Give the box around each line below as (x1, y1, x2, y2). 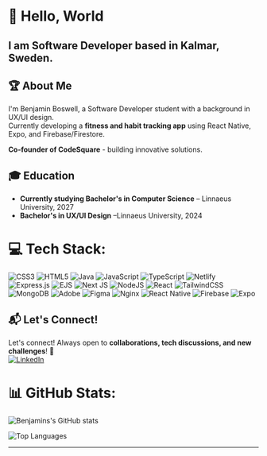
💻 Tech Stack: (8, 240, 106, 258)
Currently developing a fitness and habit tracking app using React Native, (8, 121, 252, 130)
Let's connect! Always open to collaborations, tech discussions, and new (8, 338, 252, 347)
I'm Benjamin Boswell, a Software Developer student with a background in (8, 104, 250, 114)
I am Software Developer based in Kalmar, (8, 39, 220, 52)
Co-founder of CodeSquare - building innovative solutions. (8, 145, 203, 154)
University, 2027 (19, 203, 74, 212)
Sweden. (8, 51, 53, 64)
